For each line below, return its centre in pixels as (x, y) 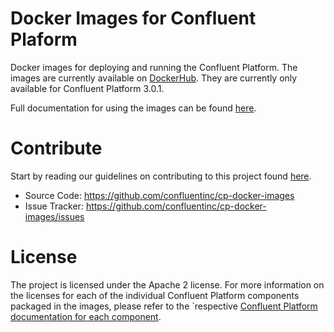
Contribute (56, 148)
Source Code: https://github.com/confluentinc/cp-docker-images (159, 195)
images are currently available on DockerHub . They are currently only (154, 78)
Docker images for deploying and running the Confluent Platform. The (154, 67)
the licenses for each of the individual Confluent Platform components (155, 295)
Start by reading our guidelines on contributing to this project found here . (161, 176)
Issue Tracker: (54, 206)
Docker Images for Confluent (133, 18)
